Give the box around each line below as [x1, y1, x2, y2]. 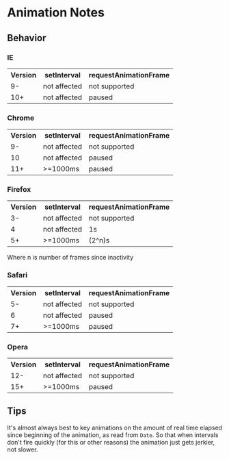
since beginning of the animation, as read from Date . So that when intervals [7, 430, 219, 439]
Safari [7, 271, 28, 280]
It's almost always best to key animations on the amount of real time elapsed [7, 423, 223, 432]
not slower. [7, 445, 38, 454]
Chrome [7, 113, 35, 123]
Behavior [7, 32, 46, 44]
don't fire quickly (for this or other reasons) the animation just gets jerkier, [7, 438, 215, 446]
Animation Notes [7, 5, 105, 21]
